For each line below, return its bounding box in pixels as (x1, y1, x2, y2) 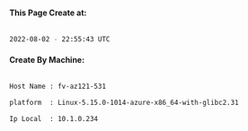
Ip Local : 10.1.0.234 (9, 115, 99, 124)
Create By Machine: (9, 54, 85, 65)
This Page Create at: (9, 7, 87, 18)
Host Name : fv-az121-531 (9, 82, 106, 92)
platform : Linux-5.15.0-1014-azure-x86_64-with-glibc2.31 (9, 99, 240, 108)
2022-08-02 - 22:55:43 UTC (9, 35, 111, 44)
